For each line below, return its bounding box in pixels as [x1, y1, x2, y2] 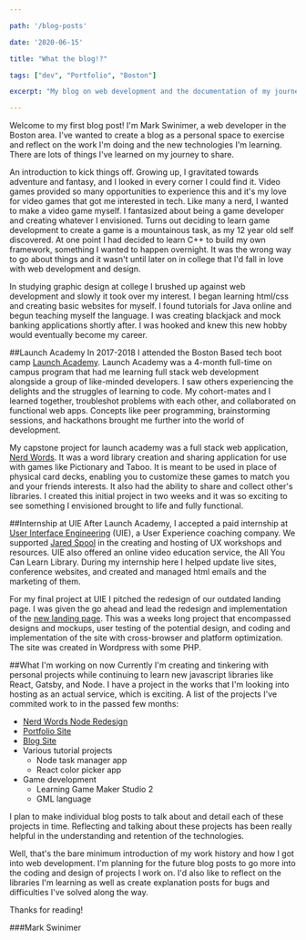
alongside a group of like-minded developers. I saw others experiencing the [9, 376, 294, 387]
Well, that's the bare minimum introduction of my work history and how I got [9, 848, 294, 859]
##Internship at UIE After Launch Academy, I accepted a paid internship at [9, 518, 289, 529]
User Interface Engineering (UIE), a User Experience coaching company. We [9, 527, 296, 538]
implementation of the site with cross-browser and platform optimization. [9, 632, 284, 643]
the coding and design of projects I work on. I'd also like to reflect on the [9, 867, 282, 879]
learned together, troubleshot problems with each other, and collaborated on [9, 395, 297, 406]
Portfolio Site [22, 726, 72, 737]
